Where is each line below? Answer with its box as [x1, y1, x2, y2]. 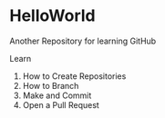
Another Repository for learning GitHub [9, 35, 157, 46]
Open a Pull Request [22, 99, 100, 110]
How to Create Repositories [22, 70, 127, 82]
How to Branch [22, 80, 79, 91]
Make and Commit [22, 90, 92, 101]
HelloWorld [9, 5, 96, 26]
